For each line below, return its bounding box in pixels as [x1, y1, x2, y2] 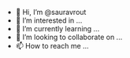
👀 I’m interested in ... [15, 16, 83, 25]
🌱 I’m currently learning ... [15, 24, 100, 33]
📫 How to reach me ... [15, 42, 89, 50]
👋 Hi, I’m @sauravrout [15, 8, 87, 16]
